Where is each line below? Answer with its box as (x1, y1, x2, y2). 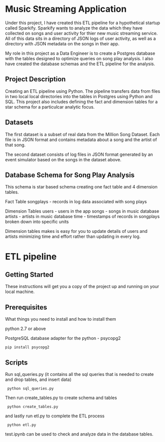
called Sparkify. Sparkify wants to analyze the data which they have (5, 25, 143, 31)
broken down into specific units (5, 219, 69, 225)
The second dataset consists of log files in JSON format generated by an (5, 151, 153, 157)
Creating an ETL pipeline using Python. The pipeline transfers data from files (5, 88, 161, 94)
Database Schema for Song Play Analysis (5, 171, 134, 179)
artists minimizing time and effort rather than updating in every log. (5, 233, 141, 240)
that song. (5, 142, 26, 147)
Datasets (5, 118, 33, 127)
